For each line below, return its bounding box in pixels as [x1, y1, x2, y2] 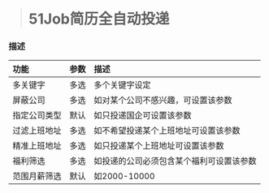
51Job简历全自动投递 [28, 10, 170, 28]
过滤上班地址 [12, 125, 63, 136]
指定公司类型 [12, 109, 63, 121]
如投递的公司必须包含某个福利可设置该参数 [93, 156, 258, 167]
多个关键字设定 [93, 79, 152, 91]
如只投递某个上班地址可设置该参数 [93, 140, 225, 152]
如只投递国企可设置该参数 [93, 109, 193, 121]
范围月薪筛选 [12, 170, 63, 182]
